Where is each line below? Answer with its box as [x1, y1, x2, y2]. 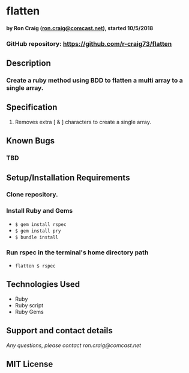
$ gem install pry [14, 228, 61, 234]
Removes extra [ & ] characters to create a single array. [14, 118, 152, 125]
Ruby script [14, 301, 44, 309]
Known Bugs [6, 136, 55, 146]
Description [6, 58, 51, 69]
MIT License [6, 359, 53, 369]
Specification [6, 102, 58, 113]
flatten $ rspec [14, 263, 56, 269]
